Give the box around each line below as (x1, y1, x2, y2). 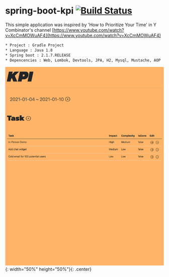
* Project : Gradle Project (5, 43, 64, 48)
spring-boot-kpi (5, 5, 74, 17)
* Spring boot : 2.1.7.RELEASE (5, 53, 71, 58)
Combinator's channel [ (5, 27, 54, 33)
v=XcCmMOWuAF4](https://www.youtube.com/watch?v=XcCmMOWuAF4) (5, 32, 161, 38)
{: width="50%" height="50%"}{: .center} (5, 266, 92, 272)
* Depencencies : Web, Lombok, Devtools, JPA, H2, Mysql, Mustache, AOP (5, 58, 161, 63)
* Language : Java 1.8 (5, 48, 53, 53)
